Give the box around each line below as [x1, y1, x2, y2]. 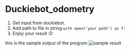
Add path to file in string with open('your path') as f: [12, 25, 126, 31]
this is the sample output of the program [5, 40, 88, 46]
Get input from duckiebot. [12, 20, 66, 26]
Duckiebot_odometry [5, 3, 95, 15]
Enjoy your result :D [12, 30, 53, 36]
